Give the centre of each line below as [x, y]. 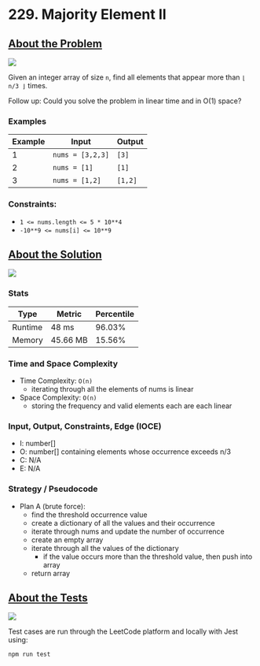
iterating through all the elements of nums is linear [112, 389]
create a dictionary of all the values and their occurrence [123, 523]
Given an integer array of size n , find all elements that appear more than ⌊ [127, 77]
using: [18, 640]
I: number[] [38, 444]
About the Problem [55, 44]
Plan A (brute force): [52, 506]
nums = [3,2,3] [81, 155]
